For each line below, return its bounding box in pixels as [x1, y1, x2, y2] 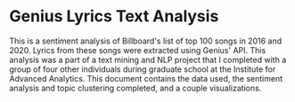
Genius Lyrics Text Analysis [9, 6, 219, 27]
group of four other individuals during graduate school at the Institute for [9, 64, 276, 75]
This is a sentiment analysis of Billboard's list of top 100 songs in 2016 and [9, 35, 283, 46]
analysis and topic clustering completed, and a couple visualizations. [9, 82, 262, 93]
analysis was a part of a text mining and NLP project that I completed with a [9, 54, 287, 65]
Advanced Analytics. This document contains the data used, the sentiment [9, 73, 283, 83]
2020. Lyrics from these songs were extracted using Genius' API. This [9, 44, 266, 55]
